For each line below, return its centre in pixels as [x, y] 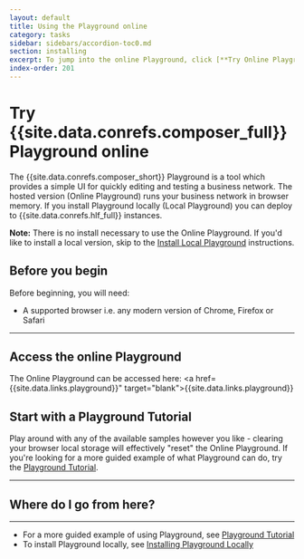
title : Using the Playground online [78, 26]
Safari [33, 320]
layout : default [40, 18]
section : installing [48, 52]
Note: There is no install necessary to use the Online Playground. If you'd [146, 233]
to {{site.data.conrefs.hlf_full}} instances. [86, 215]
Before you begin [59, 271]
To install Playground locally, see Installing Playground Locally [138, 545]
